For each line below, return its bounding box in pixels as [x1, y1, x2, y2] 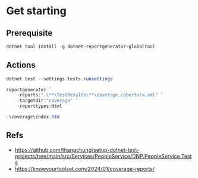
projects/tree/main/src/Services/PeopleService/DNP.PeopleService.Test [14, 152, 192, 160]
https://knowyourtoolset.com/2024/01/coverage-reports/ [14, 165, 155, 172]
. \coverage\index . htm [6, 114, 60, 120]
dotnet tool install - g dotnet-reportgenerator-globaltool [6, 43, 156, 49]
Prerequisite [6, 28, 53, 38]
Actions [6, 60, 36, 70]
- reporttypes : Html [17, 103, 62, 110]
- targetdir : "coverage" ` [17, 98, 78, 104]
